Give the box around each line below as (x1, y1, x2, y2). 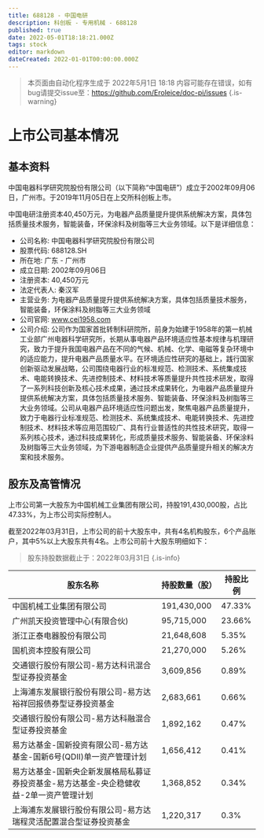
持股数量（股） (160, 579, 217, 590)
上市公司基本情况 (8, 127, 119, 145)
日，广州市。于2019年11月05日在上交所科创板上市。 (8, 192, 176, 201)
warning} (27, 96, 57, 106)
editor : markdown (8, 48, 65, 56)
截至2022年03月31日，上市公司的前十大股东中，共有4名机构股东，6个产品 (8, 526, 249, 536)
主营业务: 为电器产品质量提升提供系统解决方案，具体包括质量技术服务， (19, 294, 251, 304)
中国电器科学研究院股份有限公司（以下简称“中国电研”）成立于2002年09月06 (8, 183, 255, 192)
